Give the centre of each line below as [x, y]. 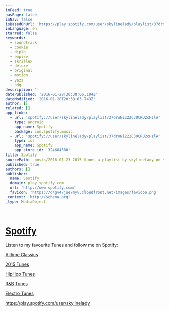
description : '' [22, 89]
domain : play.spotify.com [37, 183]
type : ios [25, 141]
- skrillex [21, 61]
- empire [19, 57]
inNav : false [19, 19]
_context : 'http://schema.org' [38, 197]
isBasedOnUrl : [20, 24]
